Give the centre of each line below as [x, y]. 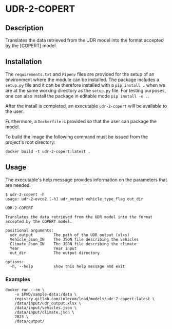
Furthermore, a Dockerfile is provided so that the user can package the [81, 121]
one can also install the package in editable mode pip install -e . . [78, 96]
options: [15, 262]
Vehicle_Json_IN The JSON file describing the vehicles [74, 239]
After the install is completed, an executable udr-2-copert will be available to [86, 106]
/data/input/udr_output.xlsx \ [48, 303]
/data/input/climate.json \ [44, 312]
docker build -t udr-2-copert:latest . [48, 151]
